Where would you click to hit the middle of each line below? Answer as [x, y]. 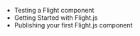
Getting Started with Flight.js [56, 18]
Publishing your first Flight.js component [73, 25]
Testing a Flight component [54, 10]
